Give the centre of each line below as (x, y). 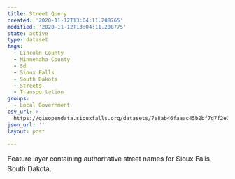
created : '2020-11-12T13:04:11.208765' (65, 20)
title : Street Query (37, 14)
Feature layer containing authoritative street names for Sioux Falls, (109, 159)
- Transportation (39, 92)
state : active (28, 33)
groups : (19, 99)
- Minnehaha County (42, 60)
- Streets (28, 86)
